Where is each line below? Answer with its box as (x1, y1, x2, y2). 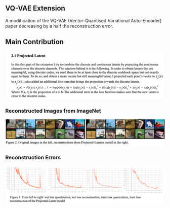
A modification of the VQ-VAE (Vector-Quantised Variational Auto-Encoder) (5, 17, 162, 23)
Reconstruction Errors (5, 154, 61, 161)
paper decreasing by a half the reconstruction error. (5, 23, 113, 29)
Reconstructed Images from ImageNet (5, 108, 101, 115)
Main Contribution (5, 38, 64, 46)
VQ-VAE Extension (5, 4, 66, 13)
